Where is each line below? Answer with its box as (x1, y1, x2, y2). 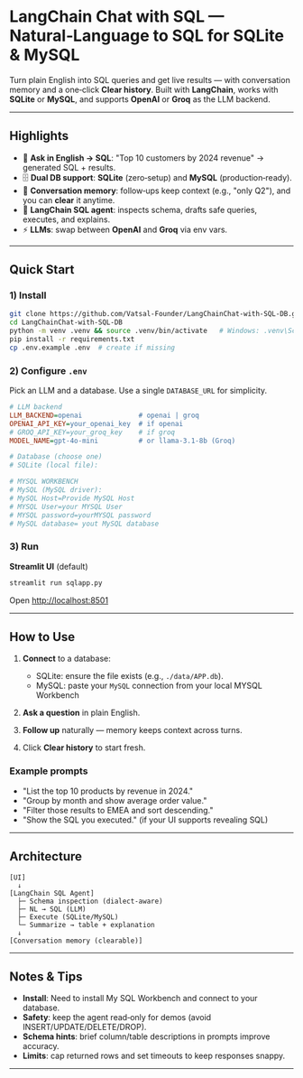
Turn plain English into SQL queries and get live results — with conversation (9, 74, 290, 85)
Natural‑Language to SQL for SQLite (9, 25, 284, 46)
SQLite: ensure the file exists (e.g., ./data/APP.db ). (35, 671, 224, 682)
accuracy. (22, 1041, 60, 1052)
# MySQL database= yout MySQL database (9, 519, 160, 528)
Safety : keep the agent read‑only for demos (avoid (22, 1012, 212, 1023)
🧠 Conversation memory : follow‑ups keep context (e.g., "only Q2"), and (22, 185, 291, 196)
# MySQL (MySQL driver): (9, 486, 103, 495)
